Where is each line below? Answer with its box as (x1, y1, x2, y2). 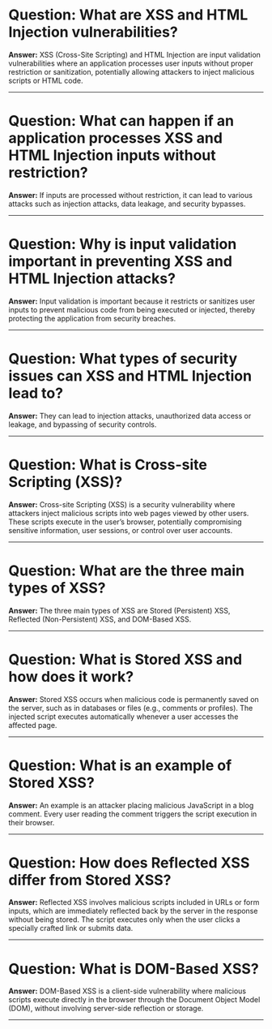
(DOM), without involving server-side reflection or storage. (8, 1004, 204, 1014)
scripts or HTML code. (8, 75, 83, 85)
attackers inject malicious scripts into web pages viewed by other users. (8, 508, 249, 518)
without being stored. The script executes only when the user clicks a (8, 915, 240, 924)
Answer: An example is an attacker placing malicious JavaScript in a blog (8, 800, 254, 810)
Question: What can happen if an (8, 112, 235, 131)
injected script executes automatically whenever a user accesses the (8, 712, 239, 721)
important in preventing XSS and (8, 252, 233, 271)
